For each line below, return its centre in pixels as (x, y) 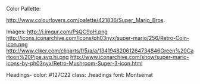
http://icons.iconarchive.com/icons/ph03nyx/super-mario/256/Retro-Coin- (98, 38)
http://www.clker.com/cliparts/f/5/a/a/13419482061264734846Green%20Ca (100, 51)
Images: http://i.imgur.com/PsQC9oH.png (57, 32)
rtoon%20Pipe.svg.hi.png (37, 57)
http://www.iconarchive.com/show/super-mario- (129, 57)
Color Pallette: (24, 9)
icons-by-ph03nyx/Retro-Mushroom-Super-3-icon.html (74, 63)
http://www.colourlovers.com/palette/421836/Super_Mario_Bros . (86, 20)
